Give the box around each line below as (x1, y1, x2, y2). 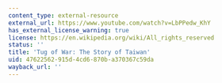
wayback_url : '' (8, 63, 62, 71)
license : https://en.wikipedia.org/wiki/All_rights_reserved (8, 33, 215, 42)
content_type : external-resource (8, 11, 119, 20)
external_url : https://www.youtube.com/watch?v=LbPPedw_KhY (8, 19, 212, 27)
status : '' (8, 41, 44, 49)
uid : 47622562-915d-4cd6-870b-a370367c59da (8, 56, 155, 64)
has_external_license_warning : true (8, 26, 129, 34)
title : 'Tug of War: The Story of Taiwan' (8, 48, 151, 56)
